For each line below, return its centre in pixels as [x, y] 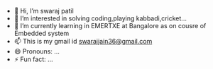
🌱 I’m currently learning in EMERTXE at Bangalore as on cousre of [110, 26]
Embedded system [42, 33]
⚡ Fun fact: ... [33, 59]
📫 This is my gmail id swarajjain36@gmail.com [83, 41]
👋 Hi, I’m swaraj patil [44, 11]
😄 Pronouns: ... [37, 51]
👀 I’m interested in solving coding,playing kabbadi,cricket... [100, 18]
